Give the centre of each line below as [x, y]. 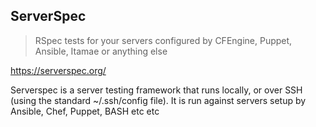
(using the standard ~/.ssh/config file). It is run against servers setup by [158, 100]
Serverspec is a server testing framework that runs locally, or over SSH [156, 90]
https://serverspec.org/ [58, 70]
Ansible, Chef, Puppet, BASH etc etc [85, 111]
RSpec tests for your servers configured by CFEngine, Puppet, [163, 40]
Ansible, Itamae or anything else [101, 51]
